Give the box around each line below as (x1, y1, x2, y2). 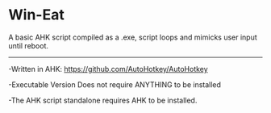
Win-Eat (8, 6, 65, 24)
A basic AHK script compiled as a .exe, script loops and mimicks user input (8, 32, 258, 42)
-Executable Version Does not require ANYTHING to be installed (8, 79, 222, 90)
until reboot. (8, 40, 49, 50)
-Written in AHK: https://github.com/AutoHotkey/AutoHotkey (8, 64, 208, 73)
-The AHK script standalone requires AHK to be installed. (8, 95, 198, 105)
